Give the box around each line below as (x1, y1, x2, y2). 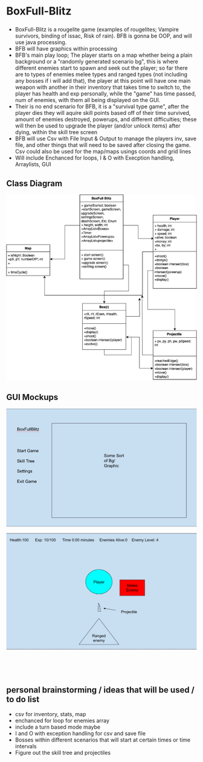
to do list (6, 694, 40, 705)
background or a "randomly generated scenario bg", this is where (14, 58, 178, 65)
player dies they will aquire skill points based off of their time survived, (14, 109, 191, 117)
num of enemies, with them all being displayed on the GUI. (14, 97, 161, 104)
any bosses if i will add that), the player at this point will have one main (14, 77, 191, 85)
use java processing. (14, 39, 67, 46)
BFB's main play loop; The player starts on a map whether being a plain (14, 51, 193, 59)
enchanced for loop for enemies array (14, 717, 110, 724)
